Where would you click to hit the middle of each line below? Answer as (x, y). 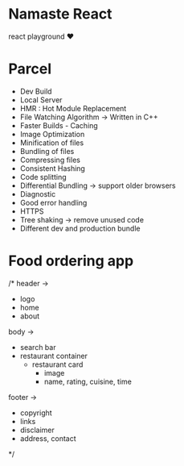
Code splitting (43, 177)
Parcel (30, 69)
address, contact (48, 438)
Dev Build (36, 91)
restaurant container (54, 356)
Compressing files (50, 160)
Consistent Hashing (53, 168)
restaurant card (57, 364)
